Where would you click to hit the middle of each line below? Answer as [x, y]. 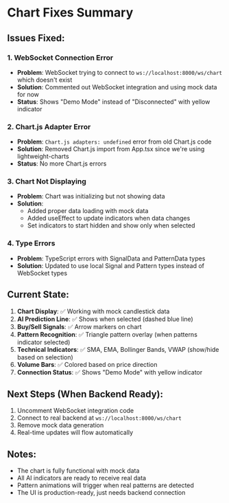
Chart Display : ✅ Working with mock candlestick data [93, 311]
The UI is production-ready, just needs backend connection [101, 493]
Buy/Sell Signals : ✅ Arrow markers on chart [79, 326]
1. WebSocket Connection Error [60, 58]
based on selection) [45, 357]
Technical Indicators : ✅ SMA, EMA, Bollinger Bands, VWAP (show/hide [118, 349]
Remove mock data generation [60, 425]
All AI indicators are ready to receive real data [81, 478]
